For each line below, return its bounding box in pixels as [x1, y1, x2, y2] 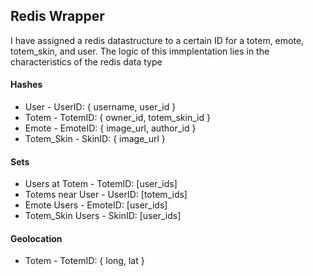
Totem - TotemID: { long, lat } [24, 255, 145, 267]
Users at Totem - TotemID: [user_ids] [24, 178, 178, 190]
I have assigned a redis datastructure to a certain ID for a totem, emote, [10, 34, 305, 46]
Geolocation [10, 232, 63, 244]
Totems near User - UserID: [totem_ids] [24, 189, 188, 201]
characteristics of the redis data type [10, 55, 163, 68]
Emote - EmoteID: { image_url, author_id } [24, 122, 197, 134]
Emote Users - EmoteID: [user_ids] [24, 199, 168, 211]
